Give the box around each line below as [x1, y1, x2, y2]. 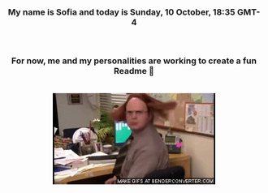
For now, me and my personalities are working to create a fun [11, 55, 257, 66]
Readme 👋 [114, 66, 154, 77]
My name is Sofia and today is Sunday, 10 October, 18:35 [7, 6, 236, 18]
